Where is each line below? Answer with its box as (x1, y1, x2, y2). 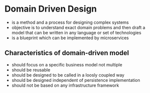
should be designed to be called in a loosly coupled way (11, 72, 125, 78)
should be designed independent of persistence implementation (11, 77, 140, 83)
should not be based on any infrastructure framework (11, 82, 119, 88)
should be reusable (11, 67, 51, 73)
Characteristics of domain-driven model (4, 49, 130, 57)
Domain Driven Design (4, 3, 97, 15)
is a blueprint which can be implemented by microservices (11, 35, 129, 41)
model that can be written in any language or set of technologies (11, 30, 142, 35)
